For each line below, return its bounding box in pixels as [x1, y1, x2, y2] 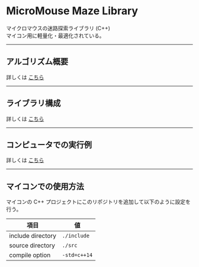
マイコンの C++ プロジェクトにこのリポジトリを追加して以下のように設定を [6, 198, 191, 206]
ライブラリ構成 [6, 98, 61, 108]
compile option [9, 251, 51, 259]
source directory [9, 241, 55, 250]
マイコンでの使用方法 [6, 181, 84, 191]
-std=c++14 [62, 252, 93, 259]
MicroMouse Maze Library [6, 4, 138, 18]
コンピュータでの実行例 [6, 140, 92, 150]
